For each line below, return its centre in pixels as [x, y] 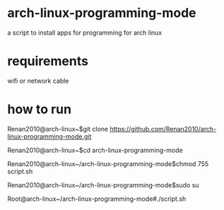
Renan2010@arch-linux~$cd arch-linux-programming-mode [95, 150]
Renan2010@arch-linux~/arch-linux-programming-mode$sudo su [103, 185]
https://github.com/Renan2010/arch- [163, 129]
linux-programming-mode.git [49, 136]
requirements [48, 61]
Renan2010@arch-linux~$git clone [58, 129]
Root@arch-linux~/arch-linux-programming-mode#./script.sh [97, 199]
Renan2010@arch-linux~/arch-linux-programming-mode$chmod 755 [108, 163]
